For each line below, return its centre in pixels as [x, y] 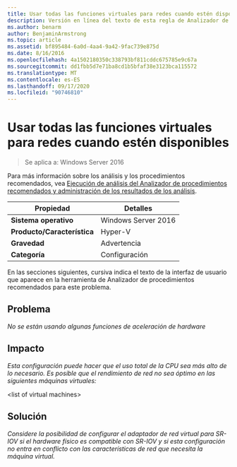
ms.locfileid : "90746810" [45, 93]
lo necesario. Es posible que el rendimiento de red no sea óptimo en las [111, 373]
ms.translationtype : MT [42, 73]
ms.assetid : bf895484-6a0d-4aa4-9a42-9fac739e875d [83, 47]
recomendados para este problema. [59, 288]
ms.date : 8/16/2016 [36, 54]
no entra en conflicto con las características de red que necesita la [105, 449]
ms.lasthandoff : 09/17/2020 [49, 86]
